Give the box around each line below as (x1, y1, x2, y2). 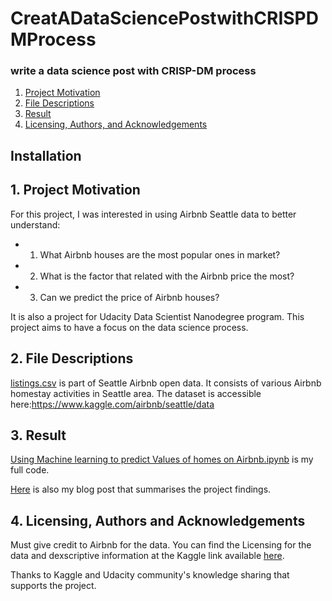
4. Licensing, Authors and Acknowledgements (10, 512, 306, 529)
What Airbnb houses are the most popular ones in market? (39, 248, 281, 261)
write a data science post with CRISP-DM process (10, 64, 257, 78)
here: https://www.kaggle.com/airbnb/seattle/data (10, 398, 215, 410)
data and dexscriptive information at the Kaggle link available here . (10, 550, 285, 562)
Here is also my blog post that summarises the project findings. (10, 483, 272, 496)
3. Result (10, 427, 67, 444)
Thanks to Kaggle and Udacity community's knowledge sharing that (10, 569, 290, 581)
